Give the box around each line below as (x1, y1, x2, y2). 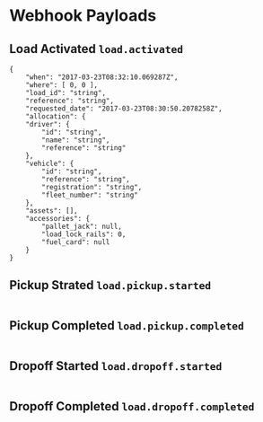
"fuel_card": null (41, 238, 110, 247)
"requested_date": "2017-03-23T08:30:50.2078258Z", (25, 104, 223, 113)
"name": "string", (41, 136, 110, 145)
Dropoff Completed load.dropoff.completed (9, 399, 255, 414)
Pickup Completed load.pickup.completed (9, 318, 244, 333)
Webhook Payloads (9, 5, 157, 26)
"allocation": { (25, 112, 87, 121)
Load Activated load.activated (9, 41, 184, 57)
